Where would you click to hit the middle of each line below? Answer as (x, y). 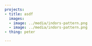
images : (17, 18)
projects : (15, 9)
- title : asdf (19, 14)
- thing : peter (20, 32)
